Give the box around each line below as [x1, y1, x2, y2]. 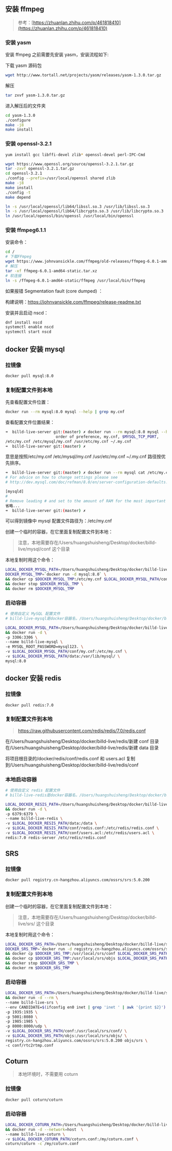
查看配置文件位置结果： [5, 419, 55, 425]
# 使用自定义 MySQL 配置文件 [5, 611, 60, 616]
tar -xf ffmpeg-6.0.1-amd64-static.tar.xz [5, 268, 97, 273]
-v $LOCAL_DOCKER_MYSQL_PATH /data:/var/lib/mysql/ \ [5, 654, 120, 659]
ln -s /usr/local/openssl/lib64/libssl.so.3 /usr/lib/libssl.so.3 [5, 204, 150, 209]
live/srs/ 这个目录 [17, 921, 55, 927]
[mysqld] [5, 489, 24, 494]
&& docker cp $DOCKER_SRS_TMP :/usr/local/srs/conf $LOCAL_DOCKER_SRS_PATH [5, 951, 168, 956]
